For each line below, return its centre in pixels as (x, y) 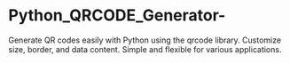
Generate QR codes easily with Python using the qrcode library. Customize (145, 40)
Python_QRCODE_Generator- (117, 16)
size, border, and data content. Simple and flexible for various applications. (145, 49)
